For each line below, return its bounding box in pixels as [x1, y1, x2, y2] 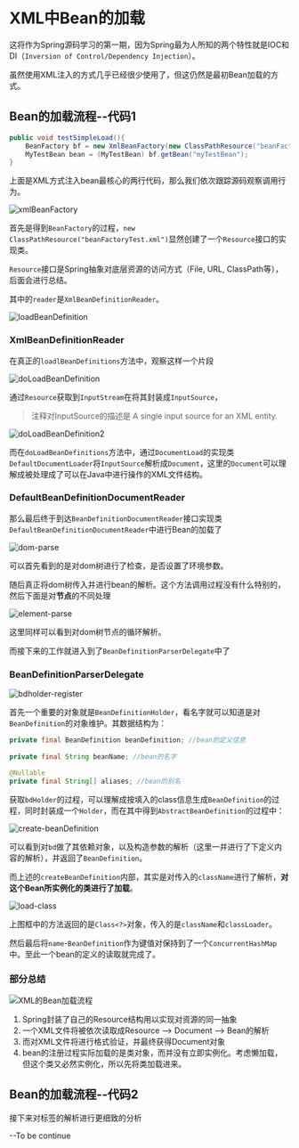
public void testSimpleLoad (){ [9, 133, 125, 142]
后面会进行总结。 [9, 275, 72, 286]
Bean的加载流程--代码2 [9, 1087, 139, 1103]
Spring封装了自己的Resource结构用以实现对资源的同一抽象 [21, 1014, 238, 1024]
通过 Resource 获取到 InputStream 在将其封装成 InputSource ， [9, 391, 222, 402]
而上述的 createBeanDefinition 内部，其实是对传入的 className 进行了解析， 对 [9, 871, 289, 882]
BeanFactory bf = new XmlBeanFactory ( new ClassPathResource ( [25, 142, 256, 151]
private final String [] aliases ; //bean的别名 [9, 777, 181, 786]
